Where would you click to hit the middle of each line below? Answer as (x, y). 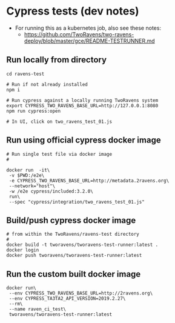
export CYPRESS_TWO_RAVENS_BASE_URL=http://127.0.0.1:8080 (82, 105)
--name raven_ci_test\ (38, 309)
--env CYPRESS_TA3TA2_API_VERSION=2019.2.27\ (67, 299)
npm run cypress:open (34, 111)
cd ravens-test (25, 74)
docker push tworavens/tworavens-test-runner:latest (74, 256)
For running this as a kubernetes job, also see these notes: (88, 28)
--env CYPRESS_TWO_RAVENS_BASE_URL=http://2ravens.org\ (81, 293)
